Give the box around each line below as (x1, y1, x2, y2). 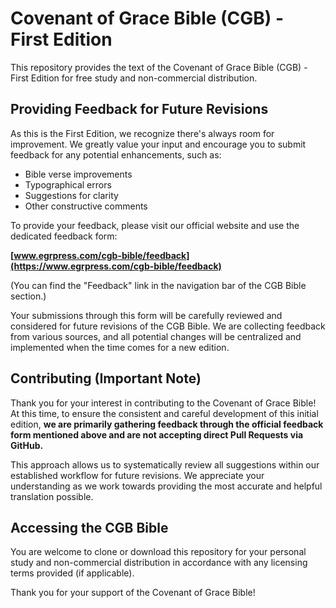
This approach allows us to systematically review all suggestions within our (10, 458, 320, 471)
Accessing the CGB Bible (10, 519, 169, 536)
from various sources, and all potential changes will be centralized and (10, 330, 302, 342)
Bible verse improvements (24, 168, 133, 180)
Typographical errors (24, 178, 112, 191)
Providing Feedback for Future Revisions (10, 101, 269, 118)
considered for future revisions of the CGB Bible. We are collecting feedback (10, 320, 326, 332)
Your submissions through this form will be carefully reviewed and (10, 309, 283, 321)
